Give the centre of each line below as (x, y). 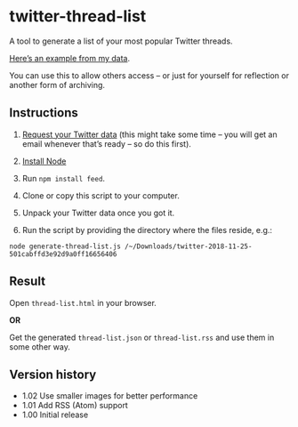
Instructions (44, 113)
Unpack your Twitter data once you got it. (98, 213)
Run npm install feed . (63, 178)
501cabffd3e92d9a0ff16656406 (63, 254)
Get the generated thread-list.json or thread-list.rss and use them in (142, 337)
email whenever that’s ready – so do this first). (106, 143)
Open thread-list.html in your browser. (83, 302)
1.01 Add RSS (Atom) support (75, 406)
